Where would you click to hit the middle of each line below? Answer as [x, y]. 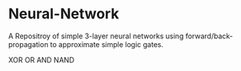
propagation [28, 44]
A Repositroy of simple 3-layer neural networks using [96, 36]
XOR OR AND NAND [41, 60]
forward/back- [209, 36]
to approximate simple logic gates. [107, 44]
